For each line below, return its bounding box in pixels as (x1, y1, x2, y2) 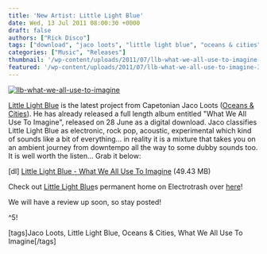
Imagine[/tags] (8, 236, 57, 246)
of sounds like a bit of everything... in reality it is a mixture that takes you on (8, 134, 256, 144)
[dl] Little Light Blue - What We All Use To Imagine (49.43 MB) (8, 166, 211, 175)
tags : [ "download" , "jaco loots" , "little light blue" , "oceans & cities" (8, 41, 261, 49)
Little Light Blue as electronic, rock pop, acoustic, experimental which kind (8, 125, 252, 135)
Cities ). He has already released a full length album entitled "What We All (8, 109, 247, 118)
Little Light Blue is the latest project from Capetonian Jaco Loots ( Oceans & (8, 100, 254, 110)
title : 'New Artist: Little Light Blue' (8, 11, 145, 20)
